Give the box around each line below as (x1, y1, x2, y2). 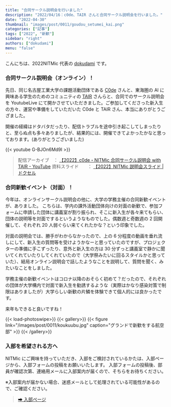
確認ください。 (18, 385, 50, 392)
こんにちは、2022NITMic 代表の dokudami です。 (5, 60, 110, 67)
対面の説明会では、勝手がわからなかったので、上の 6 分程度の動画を (5, 233, 149, 239)
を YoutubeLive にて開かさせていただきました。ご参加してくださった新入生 (5, 99, 163, 105)
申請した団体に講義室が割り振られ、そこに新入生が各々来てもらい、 (22, 209, 166, 216)
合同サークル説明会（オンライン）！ (5, 74, 94, 81)
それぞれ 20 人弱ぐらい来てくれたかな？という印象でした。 (22, 222, 147, 228)
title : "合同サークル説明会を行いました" (5, 7, 83, 13)
